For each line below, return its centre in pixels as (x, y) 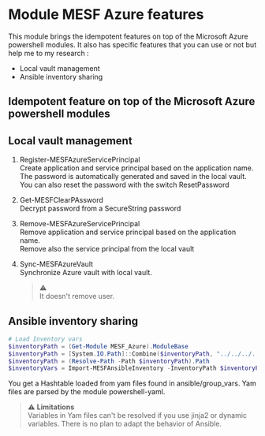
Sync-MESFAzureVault (56, 264)
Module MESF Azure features (106, 15)
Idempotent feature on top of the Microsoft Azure (132, 101)
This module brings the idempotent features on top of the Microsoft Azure (128, 36)
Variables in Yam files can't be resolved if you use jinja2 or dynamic (137, 416)
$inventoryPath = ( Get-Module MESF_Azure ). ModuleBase (99, 346)
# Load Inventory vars (45, 339)
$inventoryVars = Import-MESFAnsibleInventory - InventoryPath (112, 368)
